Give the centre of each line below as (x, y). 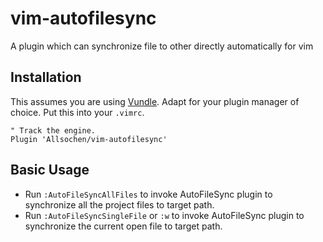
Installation (46, 77)
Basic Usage (50, 170)
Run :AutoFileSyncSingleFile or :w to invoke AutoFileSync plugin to (164, 215)
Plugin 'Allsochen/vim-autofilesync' (89, 139)
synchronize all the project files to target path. (119, 204)
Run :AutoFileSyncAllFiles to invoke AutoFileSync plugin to (148, 194)
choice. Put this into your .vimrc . (77, 112)
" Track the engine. (53, 130)
